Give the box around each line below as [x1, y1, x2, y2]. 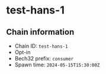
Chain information [6, 27, 75, 37]
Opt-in [14, 49, 31, 56]
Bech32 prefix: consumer [14, 55, 74, 62]
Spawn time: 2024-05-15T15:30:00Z [14, 61, 100, 68]
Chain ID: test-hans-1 [14, 42, 68, 49]
